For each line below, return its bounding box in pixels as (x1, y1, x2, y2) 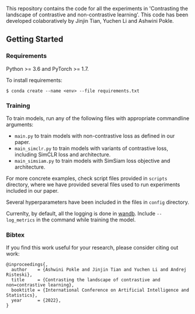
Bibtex (6, 231, 25, 239)
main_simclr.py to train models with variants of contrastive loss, (14, 145, 168, 152)
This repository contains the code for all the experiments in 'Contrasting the (6, 5, 189, 12)
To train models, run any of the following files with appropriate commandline (6, 114, 190, 122)
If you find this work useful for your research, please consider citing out (6, 244, 179, 251)
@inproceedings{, (6, 262, 48, 268)
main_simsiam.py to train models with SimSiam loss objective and (14, 157, 170, 164)
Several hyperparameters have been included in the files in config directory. (6, 199, 190, 206)
